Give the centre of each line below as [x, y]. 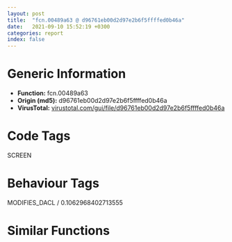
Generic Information [67, 74]
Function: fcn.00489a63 [53, 93]
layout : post [26, 14]
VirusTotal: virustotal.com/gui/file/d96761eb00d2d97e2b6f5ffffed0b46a [121, 108]
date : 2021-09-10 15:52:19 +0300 [59, 26]
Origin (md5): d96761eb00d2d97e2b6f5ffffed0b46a [92, 101]
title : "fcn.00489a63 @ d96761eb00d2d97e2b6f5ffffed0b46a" [96, 20]
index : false [26, 40]
